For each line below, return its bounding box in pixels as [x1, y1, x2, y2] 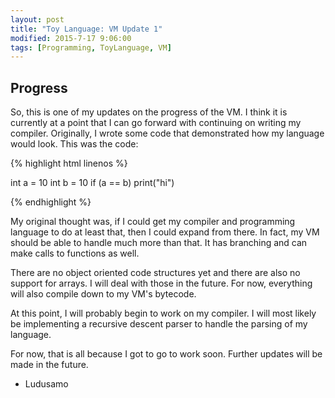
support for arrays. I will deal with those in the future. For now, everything [10, 277, 313, 290]
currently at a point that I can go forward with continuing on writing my [10, 117, 302, 129]
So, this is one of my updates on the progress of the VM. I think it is [10, 106, 288, 118]
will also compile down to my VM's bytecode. [10, 288, 197, 300]
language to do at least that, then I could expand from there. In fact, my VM [10, 226, 320, 238]
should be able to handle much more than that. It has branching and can [10, 237, 308, 249]
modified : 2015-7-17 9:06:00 [10, 33, 132, 43]
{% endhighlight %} [10, 196, 92, 208]
